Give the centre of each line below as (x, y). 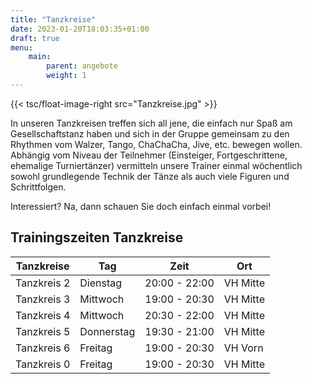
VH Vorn (243, 348)
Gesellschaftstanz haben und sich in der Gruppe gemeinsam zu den (150, 133)
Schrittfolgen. (38, 187)
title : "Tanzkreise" (53, 19)
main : (40, 57)
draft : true (35, 38)
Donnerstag (107, 331)
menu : (21, 47)
